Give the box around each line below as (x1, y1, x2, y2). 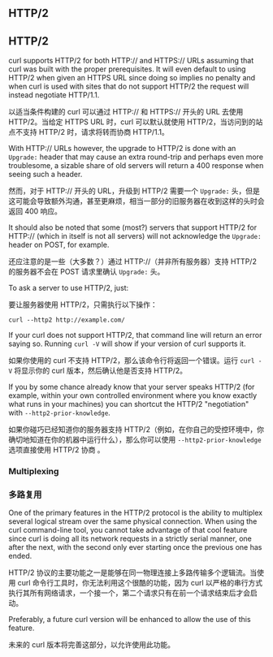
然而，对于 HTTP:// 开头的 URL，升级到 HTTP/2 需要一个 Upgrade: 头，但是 (8, 186, 260, 196)
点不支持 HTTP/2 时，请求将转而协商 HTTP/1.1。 (8, 128, 169, 137)
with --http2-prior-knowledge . (8, 408, 111, 417)
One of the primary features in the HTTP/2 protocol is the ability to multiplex (8, 508, 262, 518)
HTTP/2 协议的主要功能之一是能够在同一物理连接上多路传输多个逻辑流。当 (8, 568, 258, 577)
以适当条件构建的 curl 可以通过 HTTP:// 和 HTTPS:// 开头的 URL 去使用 (8, 107, 244, 117)
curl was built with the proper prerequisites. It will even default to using (8, 64, 246, 74)
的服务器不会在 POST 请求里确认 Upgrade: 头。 (8, 267, 165, 277)
